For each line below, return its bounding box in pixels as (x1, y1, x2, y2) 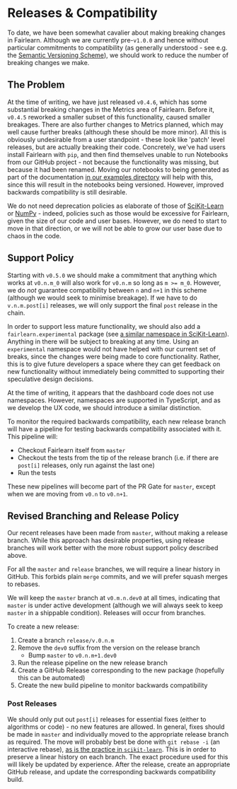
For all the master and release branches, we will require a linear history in (7, 565, 221, 573)
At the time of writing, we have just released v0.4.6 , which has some (7, 98, 207, 106)
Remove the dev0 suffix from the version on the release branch (17, 643, 200, 652)
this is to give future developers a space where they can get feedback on (7, 359, 221, 368)
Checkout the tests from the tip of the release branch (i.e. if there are (17, 453, 219, 462)
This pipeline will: (7, 432, 58, 440)
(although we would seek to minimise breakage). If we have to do (7, 293, 198, 302)
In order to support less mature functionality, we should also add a (7, 322, 201, 330)
